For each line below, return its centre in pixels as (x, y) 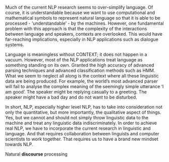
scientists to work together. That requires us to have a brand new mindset (82, 139)
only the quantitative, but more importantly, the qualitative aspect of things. (83, 112)
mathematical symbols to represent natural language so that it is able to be (83, 18)
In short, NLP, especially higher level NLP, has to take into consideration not (84, 107)
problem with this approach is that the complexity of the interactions (76, 29)
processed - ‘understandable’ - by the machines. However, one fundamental (84, 23)
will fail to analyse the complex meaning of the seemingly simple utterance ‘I (84, 87)
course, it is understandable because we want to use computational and (80, 13)
